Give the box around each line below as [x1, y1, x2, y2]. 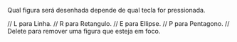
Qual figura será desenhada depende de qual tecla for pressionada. [7, 6, 206, 14]
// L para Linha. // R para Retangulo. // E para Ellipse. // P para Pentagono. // [7, 20, 230, 27]
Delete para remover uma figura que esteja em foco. [7, 27, 161, 35]
